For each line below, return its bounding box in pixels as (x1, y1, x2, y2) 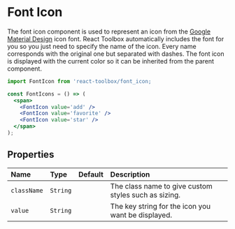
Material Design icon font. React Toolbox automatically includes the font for (7, 34, 225, 43)
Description (110, 169, 150, 179)
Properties (7, 149, 55, 161)
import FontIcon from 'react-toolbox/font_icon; (7, 77, 152, 84)
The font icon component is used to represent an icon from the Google (7, 27, 211, 36)
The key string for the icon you (110, 201, 211, 211)
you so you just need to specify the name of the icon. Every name (7, 42, 197, 50)
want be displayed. (110, 210, 173, 220)
